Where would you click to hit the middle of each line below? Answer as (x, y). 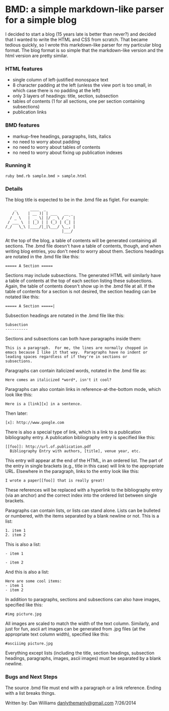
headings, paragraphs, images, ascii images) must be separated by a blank (83, 658)
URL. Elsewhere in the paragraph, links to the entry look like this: (72, 471)
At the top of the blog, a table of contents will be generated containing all (81, 241)
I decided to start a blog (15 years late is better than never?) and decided (81, 34)
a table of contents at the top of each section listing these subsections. (79, 281)
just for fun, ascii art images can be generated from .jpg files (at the (75, 629)
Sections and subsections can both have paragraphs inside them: (73, 339)
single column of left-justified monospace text (60, 80)
